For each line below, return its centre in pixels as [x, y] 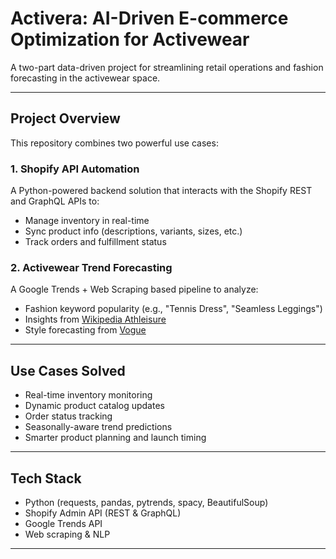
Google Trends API [63, 523]
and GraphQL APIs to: [55, 201]
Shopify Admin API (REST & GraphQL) [103, 513]
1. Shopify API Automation [75, 169]
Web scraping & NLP [67, 534]
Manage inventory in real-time [87, 221]
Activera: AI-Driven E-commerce [149, 18]
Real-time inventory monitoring [88, 395]
